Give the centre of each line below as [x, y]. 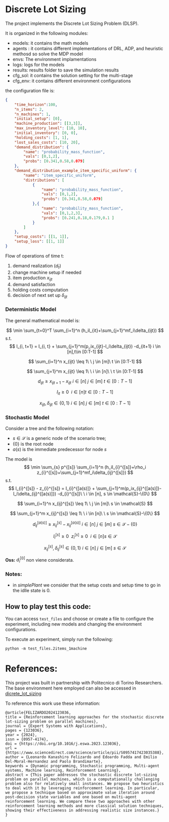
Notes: [14, 574]
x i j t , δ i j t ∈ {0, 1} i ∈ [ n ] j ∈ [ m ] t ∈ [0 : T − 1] [85, 404]
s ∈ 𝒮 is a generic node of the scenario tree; [59, 438]
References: [31, 669]
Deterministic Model [31, 310]
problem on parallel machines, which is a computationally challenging [82, 779]
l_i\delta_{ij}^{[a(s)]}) [35, 494]
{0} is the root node [33, 444]
